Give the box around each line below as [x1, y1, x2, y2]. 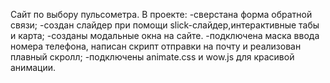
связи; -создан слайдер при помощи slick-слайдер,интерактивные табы [10, 19, 320, 31]
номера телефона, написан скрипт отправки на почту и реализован [10, 40, 302, 52]
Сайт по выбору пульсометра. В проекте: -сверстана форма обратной [10, 9, 313, 20]
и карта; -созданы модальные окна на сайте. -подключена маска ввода [10, 30, 320, 41]
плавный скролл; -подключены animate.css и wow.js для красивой [10, 51, 295, 63]
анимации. [10, 62, 56, 73]
